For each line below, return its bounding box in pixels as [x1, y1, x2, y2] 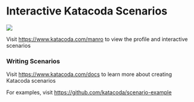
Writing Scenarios [6, 57, 60, 65]
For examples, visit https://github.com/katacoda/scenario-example [6, 89, 172, 96]
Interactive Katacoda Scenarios [6, 4, 167, 18]
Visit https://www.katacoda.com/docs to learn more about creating [6, 71, 172, 78]
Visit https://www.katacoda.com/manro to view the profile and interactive [6, 35, 188, 43]
